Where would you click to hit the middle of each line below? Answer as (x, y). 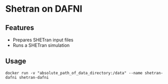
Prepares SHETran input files (43, 40)
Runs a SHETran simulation (41, 45)
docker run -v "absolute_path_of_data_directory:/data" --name (74, 73)
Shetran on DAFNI (44, 9)
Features (20, 28)
